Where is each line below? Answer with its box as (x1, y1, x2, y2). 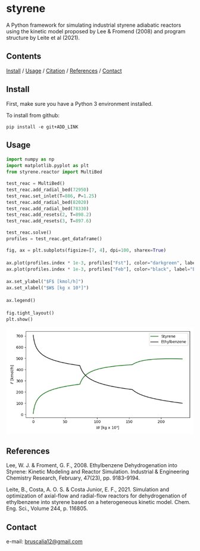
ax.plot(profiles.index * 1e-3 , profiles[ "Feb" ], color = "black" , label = (6, 266, 190, 272)
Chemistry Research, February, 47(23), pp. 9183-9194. (6, 474, 140, 481)
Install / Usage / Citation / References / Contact (6, 67, 122, 74)
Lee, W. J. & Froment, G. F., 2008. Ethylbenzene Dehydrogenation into (6, 462, 177, 469)
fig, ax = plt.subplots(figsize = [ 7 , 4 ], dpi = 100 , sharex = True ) (6, 247, 167, 253)
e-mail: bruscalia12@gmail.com (6, 538, 83, 545)
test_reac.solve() (6, 229, 52, 236)
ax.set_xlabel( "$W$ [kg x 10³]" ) (6, 285, 89, 291)
